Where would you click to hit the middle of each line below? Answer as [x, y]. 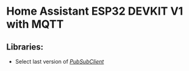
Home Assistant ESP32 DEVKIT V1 [95, 11]
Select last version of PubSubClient [59, 62]
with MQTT [35, 24]
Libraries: [25, 47]
